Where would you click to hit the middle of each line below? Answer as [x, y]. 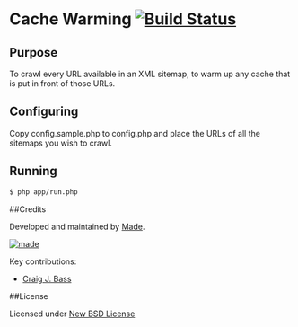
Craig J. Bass [47, 278]
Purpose [34, 53]
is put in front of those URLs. [62, 84]
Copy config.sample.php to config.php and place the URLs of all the [135, 133]
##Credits [28, 209]
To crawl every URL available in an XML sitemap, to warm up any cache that [150, 74]
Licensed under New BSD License [72, 314]
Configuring [44, 112]
